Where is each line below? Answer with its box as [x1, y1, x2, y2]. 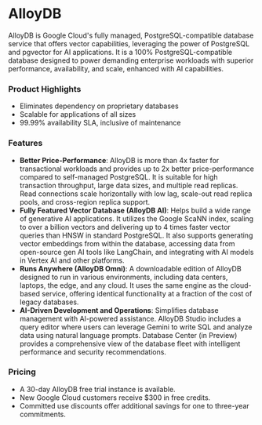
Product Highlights [8, 83, 82, 94]
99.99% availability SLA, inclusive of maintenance [19, 118, 181, 128]
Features [8, 138, 43, 149]
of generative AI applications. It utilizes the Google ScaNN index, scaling [19, 213, 253, 223]
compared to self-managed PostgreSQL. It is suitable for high [19, 172, 218, 181]
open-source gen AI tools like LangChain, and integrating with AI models [19, 247, 254, 256]
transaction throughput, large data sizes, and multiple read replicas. [19, 180, 238, 190]
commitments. [19, 409, 67, 419]
